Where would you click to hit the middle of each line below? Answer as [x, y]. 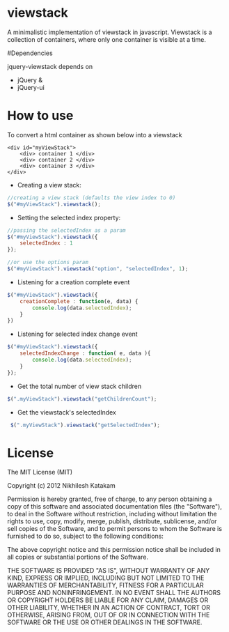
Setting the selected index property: [69, 217]
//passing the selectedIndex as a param [67, 230]
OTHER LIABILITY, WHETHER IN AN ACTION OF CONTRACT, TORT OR [109, 608]
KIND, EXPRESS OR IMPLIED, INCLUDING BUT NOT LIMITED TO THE [106, 578]
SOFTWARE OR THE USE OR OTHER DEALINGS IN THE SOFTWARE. [105, 622]
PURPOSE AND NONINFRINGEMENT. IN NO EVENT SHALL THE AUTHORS [114, 593]
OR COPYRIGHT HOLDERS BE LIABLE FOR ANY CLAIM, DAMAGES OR [108, 600]
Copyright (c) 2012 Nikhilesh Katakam [62, 486]
